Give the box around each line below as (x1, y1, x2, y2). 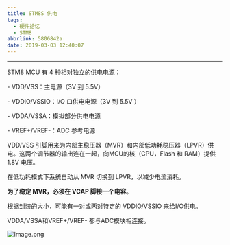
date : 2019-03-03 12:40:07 (7, 42, 84, 49)
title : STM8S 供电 (7, 10, 57, 17)
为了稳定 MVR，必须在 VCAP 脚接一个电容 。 (7, 187, 133, 196)
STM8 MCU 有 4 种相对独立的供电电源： (7, 68, 121, 76)
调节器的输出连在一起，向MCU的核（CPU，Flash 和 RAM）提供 (36, 150, 216, 158)
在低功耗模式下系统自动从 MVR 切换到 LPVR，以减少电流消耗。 (7, 173, 185, 180)
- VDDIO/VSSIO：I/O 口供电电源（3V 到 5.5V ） (7, 97, 140, 105)
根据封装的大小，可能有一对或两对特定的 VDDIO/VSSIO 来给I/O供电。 (7, 202, 202, 210)
